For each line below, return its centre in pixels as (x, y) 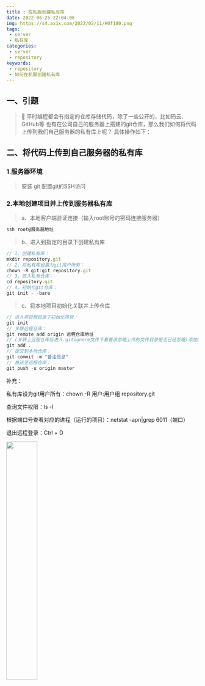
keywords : (19, 63)
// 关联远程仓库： (27, 328)
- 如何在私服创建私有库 (34, 74)
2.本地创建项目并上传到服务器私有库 (59, 203)
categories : (21, 46)
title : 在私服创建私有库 (36, 12)
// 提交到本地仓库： (29, 352)
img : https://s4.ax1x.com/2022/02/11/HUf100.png (69, 23)
